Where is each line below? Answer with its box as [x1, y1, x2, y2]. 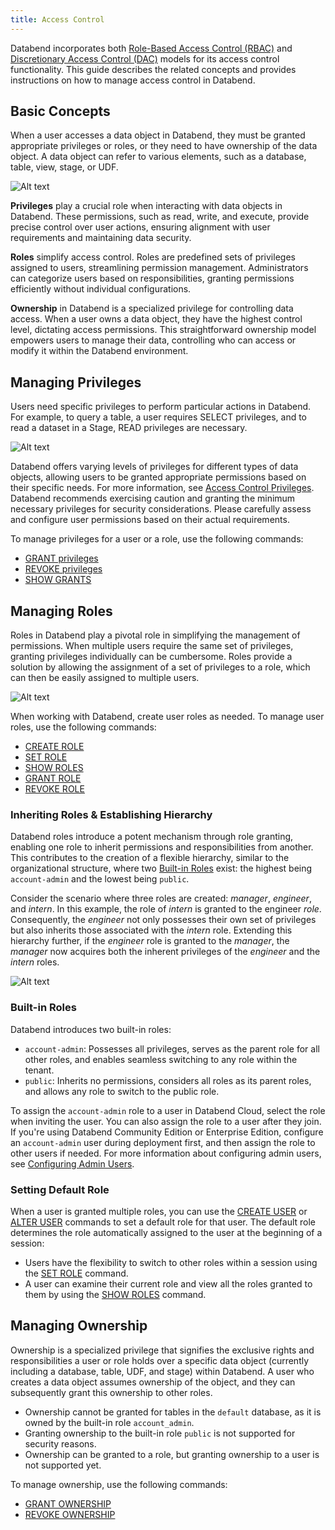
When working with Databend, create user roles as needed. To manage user [10, 711, 325, 723]
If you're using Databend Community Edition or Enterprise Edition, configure [10, 1126, 324, 1138]
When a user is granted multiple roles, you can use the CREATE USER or [10, 1205, 308, 1217]
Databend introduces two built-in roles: [10, 1023, 172, 1035]
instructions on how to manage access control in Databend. [10, 74, 256, 86]
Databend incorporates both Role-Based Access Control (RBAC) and [10, 42, 293, 54]
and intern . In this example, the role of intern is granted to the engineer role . [10, 903, 322, 915]
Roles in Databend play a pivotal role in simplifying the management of [10, 629, 301, 641]
